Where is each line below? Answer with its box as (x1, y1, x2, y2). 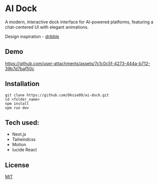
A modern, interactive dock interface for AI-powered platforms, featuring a (5, 19, 154, 25)
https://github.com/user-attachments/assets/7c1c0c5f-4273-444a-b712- (5, 60, 151, 66)
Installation (5, 80, 40, 88)
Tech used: (5, 118, 40, 127)
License (5, 161, 29, 169)
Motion (12, 142, 27, 148)
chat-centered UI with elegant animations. (5, 24, 89, 30)
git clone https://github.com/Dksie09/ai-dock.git (5, 93, 109, 98)
